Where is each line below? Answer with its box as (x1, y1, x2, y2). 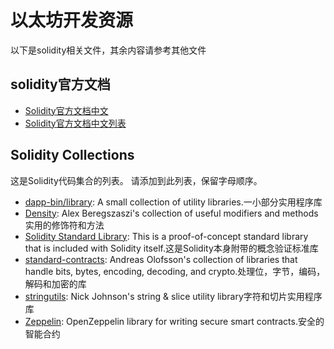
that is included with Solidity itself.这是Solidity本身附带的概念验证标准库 (24, 242, 319, 254)
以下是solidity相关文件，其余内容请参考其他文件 (10, 44, 207, 56)
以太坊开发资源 (10, 9, 134, 32)
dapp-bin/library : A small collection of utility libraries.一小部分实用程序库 (24, 196, 323, 208)
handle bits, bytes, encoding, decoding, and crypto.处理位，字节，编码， (24, 265, 326, 277)
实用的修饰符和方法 (24, 219, 105, 231)
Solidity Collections (10, 147, 135, 164)
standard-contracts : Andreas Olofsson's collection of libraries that (24, 253, 298, 265)
